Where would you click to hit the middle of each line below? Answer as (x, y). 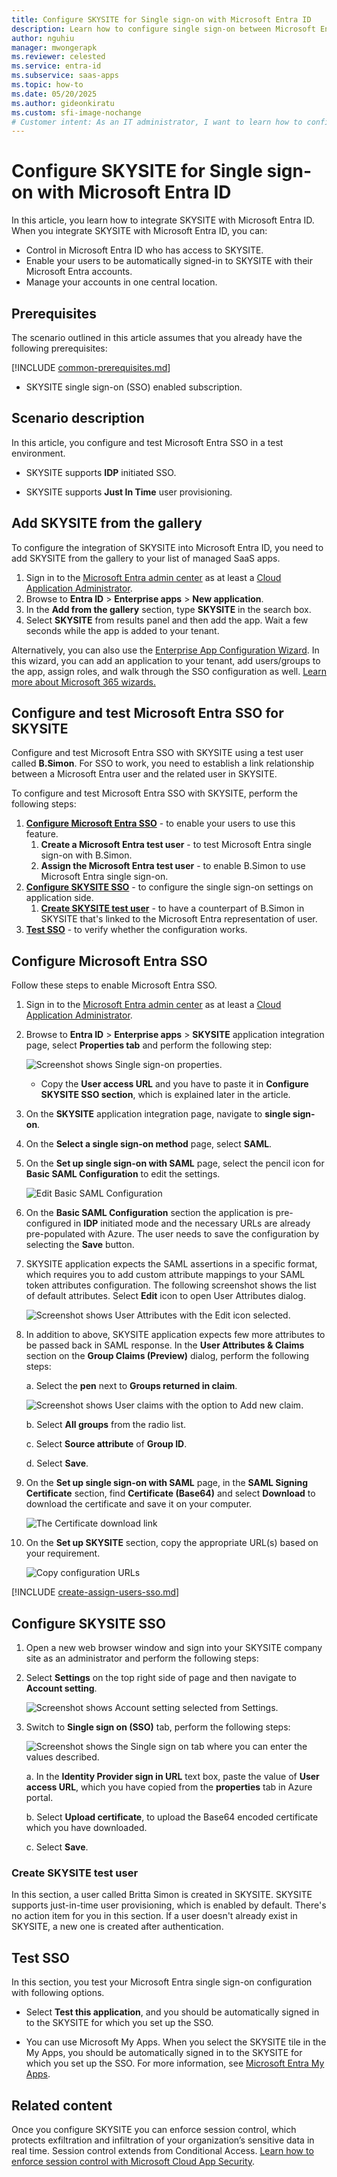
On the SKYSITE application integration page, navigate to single (158, 1114)
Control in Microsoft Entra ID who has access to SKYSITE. (144, 250)
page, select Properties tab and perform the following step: (149, 1045)
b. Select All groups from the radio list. (106, 1425)
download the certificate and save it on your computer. (139, 1504)
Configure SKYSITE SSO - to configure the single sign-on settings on (169, 887)
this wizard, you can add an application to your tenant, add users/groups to (166, 660)
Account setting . (61, 1688)
